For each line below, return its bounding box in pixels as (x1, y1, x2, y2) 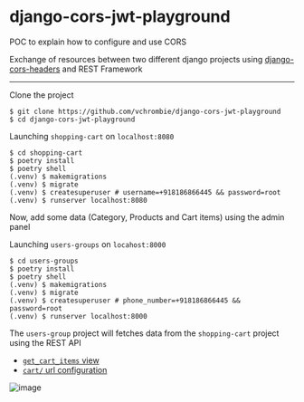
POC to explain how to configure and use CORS (9, 36, 187, 47)
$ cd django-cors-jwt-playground (9, 115, 136, 124)
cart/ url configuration (22, 364, 108, 375)
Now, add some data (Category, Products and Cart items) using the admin (9, 211, 285, 223)
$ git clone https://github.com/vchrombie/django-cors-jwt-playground (9, 107, 281, 116)
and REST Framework (62, 63, 143, 74)
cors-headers (9, 63, 61, 74)
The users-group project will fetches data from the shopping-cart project (9, 328, 280, 339)
